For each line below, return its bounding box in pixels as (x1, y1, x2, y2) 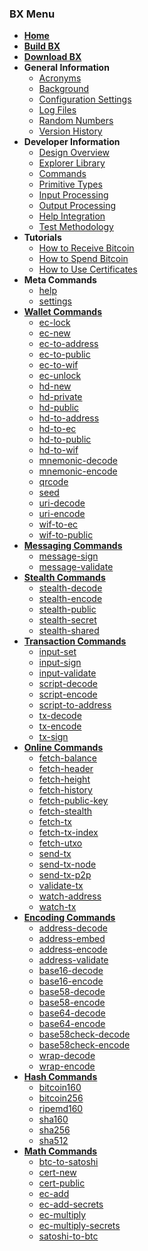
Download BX (23, 51, 82, 63)
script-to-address (38, 699, 112, 711)
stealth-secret (38, 614, 97, 626)
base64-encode (38, 1018, 106, 1030)
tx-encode (38, 720, 82, 732)
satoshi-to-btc (38, 1230, 99, 1242)
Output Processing (38, 200, 117, 212)
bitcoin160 (38, 1082, 82, 1094)
